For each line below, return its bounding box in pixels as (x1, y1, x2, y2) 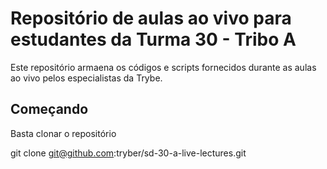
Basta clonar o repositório (10, 127, 117, 139)
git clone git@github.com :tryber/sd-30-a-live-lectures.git (10, 147, 247, 159)
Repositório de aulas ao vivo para (10, 7, 292, 30)
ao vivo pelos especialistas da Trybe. (10, 72, 163, 84)
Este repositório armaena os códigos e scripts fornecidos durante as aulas (10, 61, 317, 73)
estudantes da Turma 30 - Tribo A (10, 28, 297, 51)
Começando (10, 101, 89, 118)
